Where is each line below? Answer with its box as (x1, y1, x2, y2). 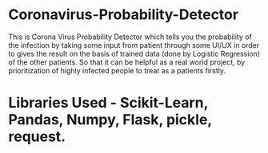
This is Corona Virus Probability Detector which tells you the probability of (8, 32, 252, 41)
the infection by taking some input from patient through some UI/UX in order (8, 40, 260, 49)
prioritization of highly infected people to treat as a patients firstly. (8, 65, 226, 75)
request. (8, 127, 66, 146)
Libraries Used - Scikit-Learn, (8, 94, 208, 112)
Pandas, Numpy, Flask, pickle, (8, 111, 212, 129)
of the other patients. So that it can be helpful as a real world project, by (8, 57, 246, 67)
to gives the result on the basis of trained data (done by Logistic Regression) (8, 49, 261, 58)
